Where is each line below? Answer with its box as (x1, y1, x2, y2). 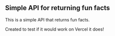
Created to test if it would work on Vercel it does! (5, 26, 104, 32)
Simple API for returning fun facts (5, 4, 110, 12)
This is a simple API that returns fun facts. (5, 17, 90, 22)
